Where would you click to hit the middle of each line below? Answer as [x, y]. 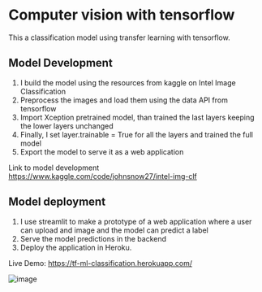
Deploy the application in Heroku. [76, 247]
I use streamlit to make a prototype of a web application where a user [136, 221]
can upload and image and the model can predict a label [114, 230]
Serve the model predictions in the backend [93, 238]
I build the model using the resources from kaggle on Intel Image [128, 82]
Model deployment [57, 202]
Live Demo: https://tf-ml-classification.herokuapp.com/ [101, 263]
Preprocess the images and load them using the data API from [124, 100]
